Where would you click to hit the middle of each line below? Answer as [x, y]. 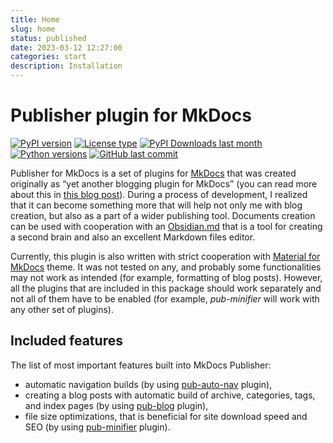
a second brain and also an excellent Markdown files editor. [133, 237]
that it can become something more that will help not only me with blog [156, 205]
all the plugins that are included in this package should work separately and [166, 288]
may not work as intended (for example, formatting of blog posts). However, [166, 277]
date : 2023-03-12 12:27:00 [66, 47]
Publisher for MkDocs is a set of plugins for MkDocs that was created [153, 173]
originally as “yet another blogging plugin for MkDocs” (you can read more [164, 183]
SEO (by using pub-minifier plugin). [97, 427]
